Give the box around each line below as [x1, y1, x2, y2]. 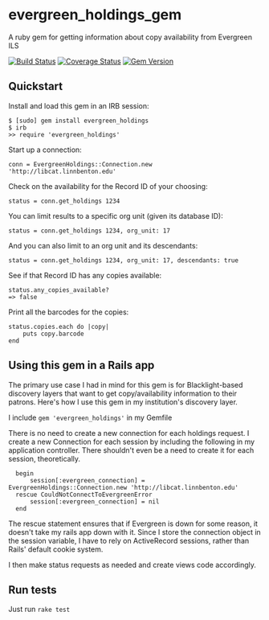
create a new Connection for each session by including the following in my [8, 437, 255, 446]
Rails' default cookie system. [8, 544, 104, 554]
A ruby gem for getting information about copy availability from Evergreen [8, 32, 253, 42]
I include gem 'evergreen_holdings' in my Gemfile [8, 413, 173, 422]
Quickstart [8, 80, 63, 93]
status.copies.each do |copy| [8, 322, 110, 331]
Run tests [8, 583, 57, 597]
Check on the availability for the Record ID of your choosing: [8, 181, 208, 191]
